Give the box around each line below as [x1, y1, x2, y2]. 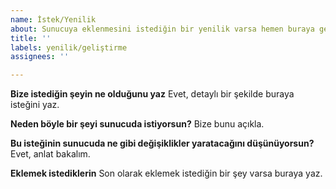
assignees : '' [10, 52, 70, 62]
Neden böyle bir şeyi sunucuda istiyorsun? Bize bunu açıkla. [10, 118, 265, 130]
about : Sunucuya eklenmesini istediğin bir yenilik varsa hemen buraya [10, 24, 315, 34]
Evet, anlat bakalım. [10, 148, 91, 160]
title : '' [10, 33, 52, 43]
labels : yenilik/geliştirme [10, 42, 128, 53]
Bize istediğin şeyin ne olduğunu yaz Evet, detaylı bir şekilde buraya [10, 88, 295, 100]
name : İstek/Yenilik [10, 14, 97, 25]
